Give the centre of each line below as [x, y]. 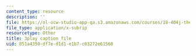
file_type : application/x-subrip [47, 28]
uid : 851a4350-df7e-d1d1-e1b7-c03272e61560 [60, 44]
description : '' [26, 17]
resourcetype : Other [31, 33]
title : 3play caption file [39, 38]
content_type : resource [35, 11]
